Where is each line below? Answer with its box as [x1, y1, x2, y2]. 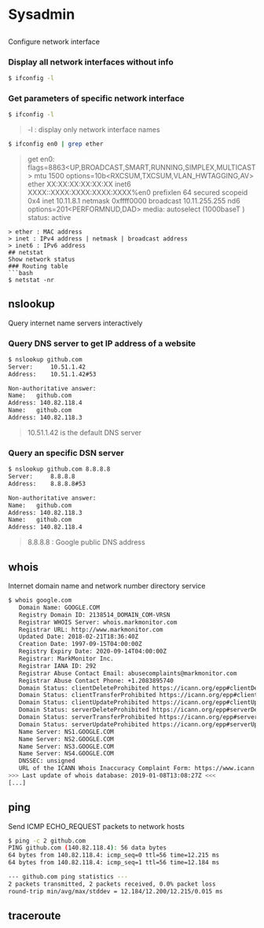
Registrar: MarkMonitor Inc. [18, 655, 114, 663]
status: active [27, 212, 71, 222]
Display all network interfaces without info [8, 57, 174, 68]
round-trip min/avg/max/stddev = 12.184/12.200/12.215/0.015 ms [8, 887, 223, 895]
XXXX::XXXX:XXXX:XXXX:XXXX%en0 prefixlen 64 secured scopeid [27, 187, 248, 197]
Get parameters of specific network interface [8, 93, 185, 104]
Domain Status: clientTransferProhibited [18, 691, 156, 699]
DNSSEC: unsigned [18, 757, 76, 765]
